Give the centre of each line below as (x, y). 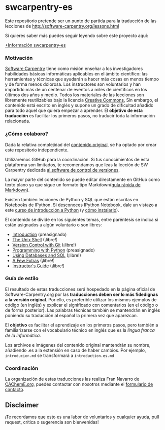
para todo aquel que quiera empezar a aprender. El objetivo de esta (74, 110)
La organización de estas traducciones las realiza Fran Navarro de (72, 379)
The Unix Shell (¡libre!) (35, 239)
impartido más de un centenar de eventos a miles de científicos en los (76, 90)
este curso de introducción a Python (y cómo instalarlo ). (62, 210)
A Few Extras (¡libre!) (33, 260)
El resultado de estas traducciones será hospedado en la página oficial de (80, 289)
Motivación (19, 58)
